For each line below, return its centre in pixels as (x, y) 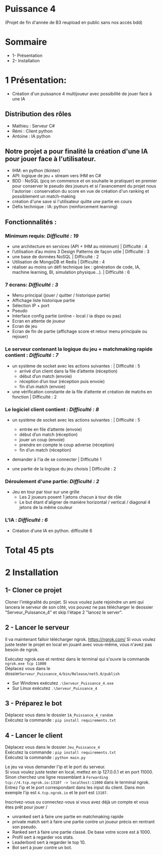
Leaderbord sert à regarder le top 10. (49, 842)
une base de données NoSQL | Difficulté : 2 (56, 257)
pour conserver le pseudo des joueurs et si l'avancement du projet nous (84, 186)
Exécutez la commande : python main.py (45, 757)
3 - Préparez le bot (33, 703)
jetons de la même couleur (46, 507)
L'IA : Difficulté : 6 (26, 520)
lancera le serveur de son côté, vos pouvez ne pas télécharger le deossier (79, 607)
